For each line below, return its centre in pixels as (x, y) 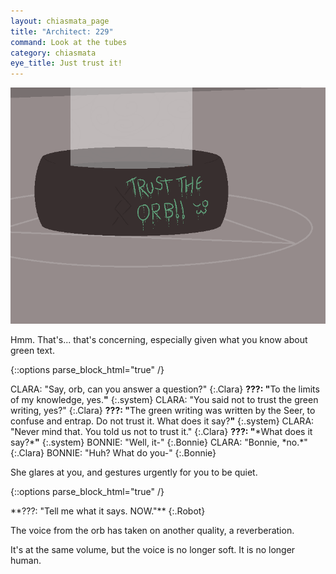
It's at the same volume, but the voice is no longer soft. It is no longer (153, 550)
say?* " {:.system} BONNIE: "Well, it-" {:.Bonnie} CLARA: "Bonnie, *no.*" (159, 442)
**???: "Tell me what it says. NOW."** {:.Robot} (108, 511)
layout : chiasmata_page (60, 21)
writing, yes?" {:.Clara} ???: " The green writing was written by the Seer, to (163, 411)
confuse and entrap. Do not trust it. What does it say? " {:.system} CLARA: (162, 421)
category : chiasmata (53, 53)
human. (26, 561)
